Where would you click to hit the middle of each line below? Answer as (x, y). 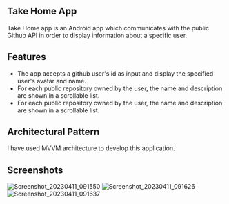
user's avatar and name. (51, 81)
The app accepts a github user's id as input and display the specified (115, 73)
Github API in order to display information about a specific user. (97, 35)
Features (27, 57)
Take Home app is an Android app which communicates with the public (108, 28)
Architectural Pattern (53, 132)
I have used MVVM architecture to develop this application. (91, 148)
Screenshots (35, 170)
